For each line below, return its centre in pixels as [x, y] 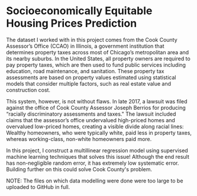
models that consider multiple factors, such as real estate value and [89, 83]
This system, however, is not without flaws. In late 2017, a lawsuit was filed [97, 101]
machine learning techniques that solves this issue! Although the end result [98, 156]
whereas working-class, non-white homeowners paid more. [79, 139]
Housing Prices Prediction [72, 23]
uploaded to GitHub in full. [38, 187]
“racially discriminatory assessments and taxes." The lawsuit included [91, 114]
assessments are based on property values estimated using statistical [91, 77]
